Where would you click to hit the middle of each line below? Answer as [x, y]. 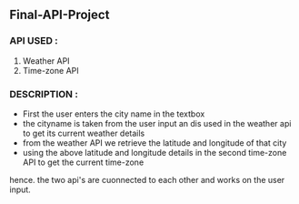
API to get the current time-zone [83, 162]
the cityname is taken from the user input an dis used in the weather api [157, 123]
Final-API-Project [60, 15]
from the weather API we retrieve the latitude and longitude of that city [154, 143]
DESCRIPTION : [44, 94]
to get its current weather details [84, 133]
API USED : [34, 41]
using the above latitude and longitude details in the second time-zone [154, 152]
